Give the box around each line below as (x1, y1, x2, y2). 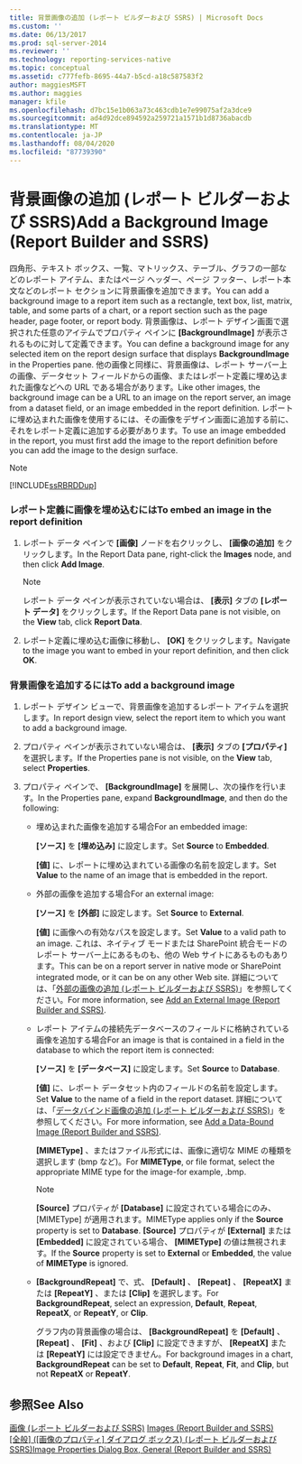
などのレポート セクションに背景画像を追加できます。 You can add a (16, 285, 270, 296)
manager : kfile (9, 97, 67, 107)
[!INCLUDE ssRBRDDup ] (9, 479, 97, 490)
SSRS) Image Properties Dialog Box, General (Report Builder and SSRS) (9, 1443, 272, 1454)
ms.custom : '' (9, 22, 63, 31)
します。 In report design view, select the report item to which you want (22, 712, 286, 723)
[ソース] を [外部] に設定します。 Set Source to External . (35, 908, 244, 919)
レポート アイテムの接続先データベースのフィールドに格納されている (35, 1024, 290, 1034)
